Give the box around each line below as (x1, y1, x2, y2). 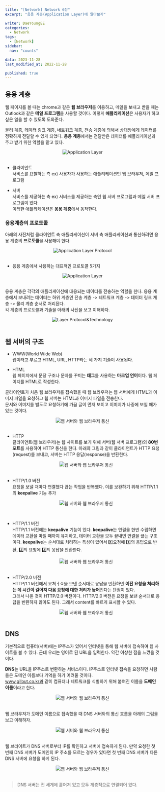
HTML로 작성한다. (25, 378, 60, 385)
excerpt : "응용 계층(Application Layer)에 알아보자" (5, 12, 106, 17)
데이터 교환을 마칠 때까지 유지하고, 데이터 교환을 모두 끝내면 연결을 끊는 (12, 533, 149, 539)
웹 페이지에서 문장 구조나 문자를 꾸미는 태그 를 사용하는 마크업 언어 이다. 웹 (12, 373, 152, 378)
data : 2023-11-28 (5, 57, 41, 62)
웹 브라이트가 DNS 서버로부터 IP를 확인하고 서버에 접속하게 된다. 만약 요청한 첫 (5, 743, 156, 749)
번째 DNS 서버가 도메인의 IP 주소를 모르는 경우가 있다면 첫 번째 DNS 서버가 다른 (5, 749, 158, 755)
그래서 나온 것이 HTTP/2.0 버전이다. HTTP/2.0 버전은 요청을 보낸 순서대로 (12, 593, 155, 599)
